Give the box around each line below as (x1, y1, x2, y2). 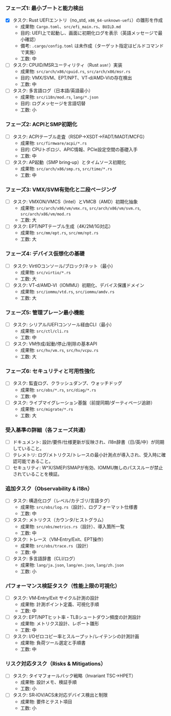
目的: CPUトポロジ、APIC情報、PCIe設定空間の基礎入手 (20, 146, 138, 152)
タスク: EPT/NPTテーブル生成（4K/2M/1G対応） (12, 223, 114, 229)
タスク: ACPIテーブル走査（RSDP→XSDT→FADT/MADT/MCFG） (12, 133, 148, 139)
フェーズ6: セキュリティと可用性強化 (5, 368, 95, 375)
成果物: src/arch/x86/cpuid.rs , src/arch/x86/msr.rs (20, 68, 131, 75)
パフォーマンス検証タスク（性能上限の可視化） (5, 582, 120, 589)
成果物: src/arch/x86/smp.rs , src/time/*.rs (20, 165, 112, 172)
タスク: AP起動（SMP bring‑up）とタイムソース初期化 (12, 159, 126, 165)
